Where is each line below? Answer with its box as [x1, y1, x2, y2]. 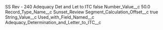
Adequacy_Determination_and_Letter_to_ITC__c [5, 20, 101, 25]
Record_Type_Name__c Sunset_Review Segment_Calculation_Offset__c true [5, 9, 159, 15]
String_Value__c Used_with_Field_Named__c [5, 14, 95, 20]
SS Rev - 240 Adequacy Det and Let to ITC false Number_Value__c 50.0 [5, 4, 151, 9]
